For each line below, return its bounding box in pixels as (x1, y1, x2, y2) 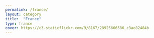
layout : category (5, 12, 42, 17)
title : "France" (5, 16, 42, 21)
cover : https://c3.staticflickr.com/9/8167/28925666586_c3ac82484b (5, 26, 149, 31)
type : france (5, 21, 33, 26)
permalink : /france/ (5, 7, 49, 12)
